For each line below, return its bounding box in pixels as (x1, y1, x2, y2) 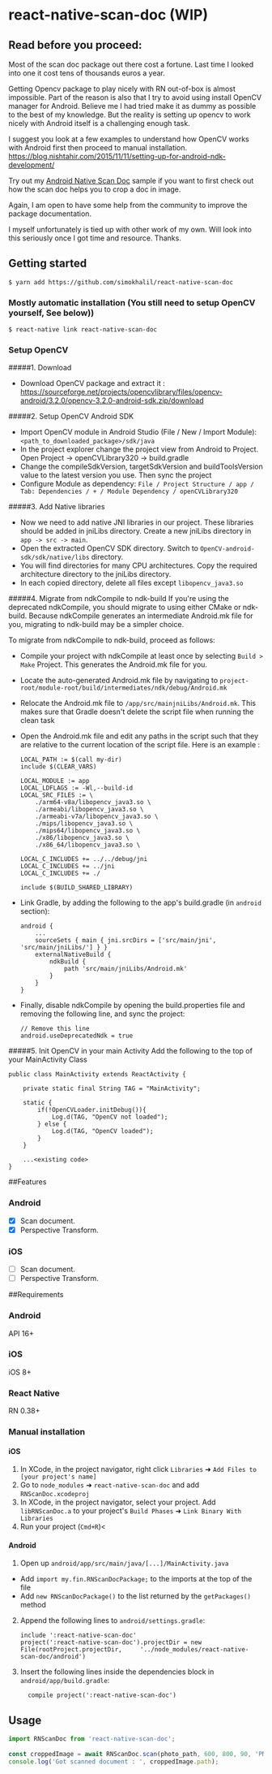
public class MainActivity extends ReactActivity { (8, 1071, 186, 1079)
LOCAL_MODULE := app (19, 777, 90, 785)
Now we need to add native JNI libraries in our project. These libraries (19, 517, 254, 527)
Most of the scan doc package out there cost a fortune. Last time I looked (8, 59, 254, 69)
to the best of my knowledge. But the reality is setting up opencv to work (8, 110, 251, 119)
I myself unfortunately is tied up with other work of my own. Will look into (8, 225, 253, 234)
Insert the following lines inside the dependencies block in (19, 1667, 215, 1677)
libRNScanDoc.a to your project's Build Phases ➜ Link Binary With (19, 1506, 241, 1516)
